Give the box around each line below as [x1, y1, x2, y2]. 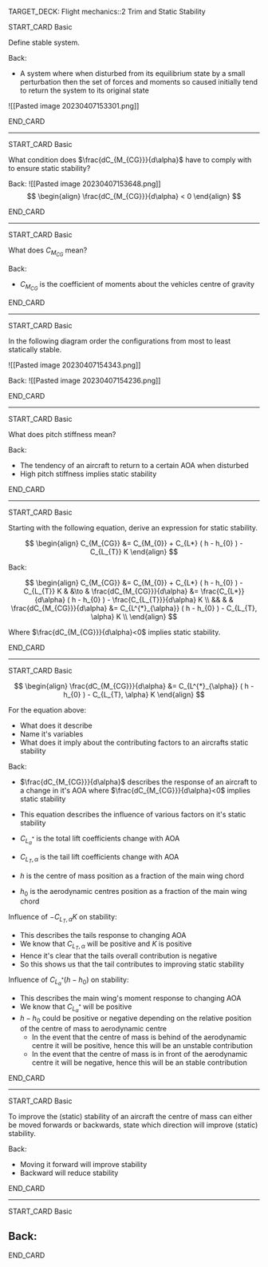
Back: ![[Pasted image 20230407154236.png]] [8, 375, 161, 386]
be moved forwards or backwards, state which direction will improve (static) [8, 1120, 258, 1130]
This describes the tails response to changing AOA [19, 931, 187, 940]
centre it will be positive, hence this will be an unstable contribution [31, 1040, 254, 1050]
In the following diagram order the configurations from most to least [8, 336, 231, 346]
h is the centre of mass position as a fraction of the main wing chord [19, 871, 245, 880]
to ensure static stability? [8, 164, 91, 173]
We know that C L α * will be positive [19, 1002, 132, 1014]
